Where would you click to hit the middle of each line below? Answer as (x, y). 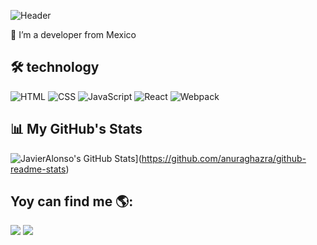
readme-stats (38, 169)
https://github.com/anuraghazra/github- (224, 158)
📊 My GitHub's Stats (76, 129)
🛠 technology (55, 67)
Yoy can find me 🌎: (72, 201)
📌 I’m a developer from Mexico (73, 34)
